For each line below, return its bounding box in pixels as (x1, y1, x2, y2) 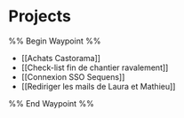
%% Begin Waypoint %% (8, 35, 101, 46)
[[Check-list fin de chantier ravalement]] (20, 62, 169, 73)
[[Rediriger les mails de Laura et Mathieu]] (20, 81, 176, 91)
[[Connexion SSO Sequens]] (20, 71, 125, 82)
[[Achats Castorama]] (20, 52, 101, 63)
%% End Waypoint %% (8, 98, 94, 108)
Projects (8, 6, 72, 27)
